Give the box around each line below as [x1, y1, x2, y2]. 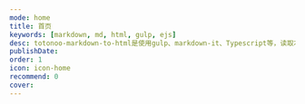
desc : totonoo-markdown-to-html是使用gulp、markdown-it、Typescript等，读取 [9, 38, 294, 48]
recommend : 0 [9, 72, 59, 81]
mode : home [9, 13, 51, 23]
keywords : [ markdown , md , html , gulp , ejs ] [9, 30, 177, 39]
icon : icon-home [9, 64, 71, 73]
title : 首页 [9, 22, 52, 31]
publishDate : [9, 47, 59, 56]
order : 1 [9, 55, 43, 64]
